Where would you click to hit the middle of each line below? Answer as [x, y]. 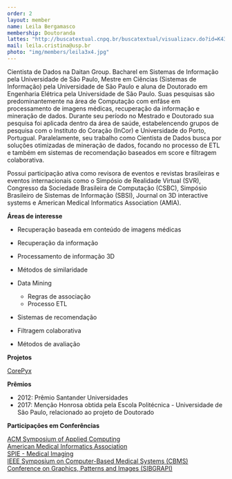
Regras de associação [59, 296]
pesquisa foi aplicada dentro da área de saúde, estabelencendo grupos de [113, 123]
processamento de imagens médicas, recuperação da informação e [104, 109]
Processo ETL [47, 303]
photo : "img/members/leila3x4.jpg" [58, 53]
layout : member [29, 20]
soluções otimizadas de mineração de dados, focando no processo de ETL [114, 145]
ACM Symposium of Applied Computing [64, 439]
